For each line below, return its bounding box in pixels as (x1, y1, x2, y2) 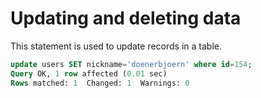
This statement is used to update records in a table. (10, 40, 223, 52)
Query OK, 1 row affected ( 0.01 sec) (10, 68, 168, 79)
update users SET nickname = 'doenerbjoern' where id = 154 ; (10, 59, 253, 69)
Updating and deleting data (10, 7, 242, 30)
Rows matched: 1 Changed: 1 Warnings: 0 (10, 78, 190, 88)
